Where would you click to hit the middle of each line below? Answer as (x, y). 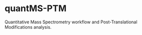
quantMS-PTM (36, 9)
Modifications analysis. (28, 27)
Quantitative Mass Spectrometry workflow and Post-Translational (71, 22)
